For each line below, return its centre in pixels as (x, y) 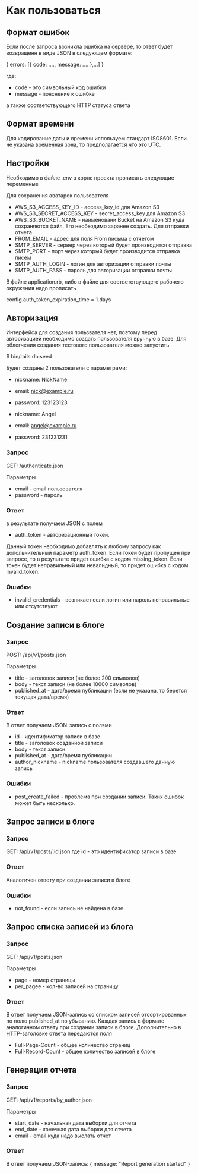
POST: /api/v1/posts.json (36, 655)
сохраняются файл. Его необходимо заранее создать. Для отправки (102, 226)
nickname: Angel (35, 414)
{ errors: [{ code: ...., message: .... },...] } (55, 64)
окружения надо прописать (41, 288)
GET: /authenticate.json (35, 466)
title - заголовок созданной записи (58, 743)
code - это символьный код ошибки (60, 87)
